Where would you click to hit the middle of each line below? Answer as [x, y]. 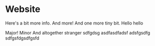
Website [23, 9]
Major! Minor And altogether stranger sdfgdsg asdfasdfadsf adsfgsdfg [78, 32]
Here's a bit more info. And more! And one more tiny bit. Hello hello [74, 23]
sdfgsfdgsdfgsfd [22, 38]
